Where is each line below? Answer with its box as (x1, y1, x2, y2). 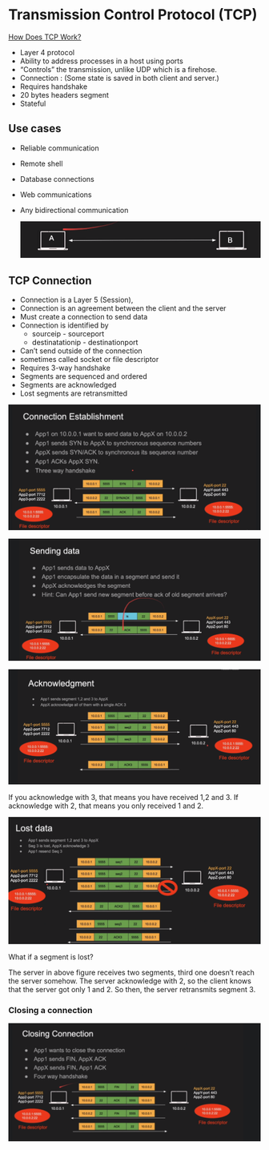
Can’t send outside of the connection (19, 346, 143, 356)
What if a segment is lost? (8, 952, 94, 962)
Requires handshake (19, 82, 88, 91)
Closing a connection (8, 1004, 93, 1015)
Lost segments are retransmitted (19, 388, 128, 398)
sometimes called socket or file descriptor (19, 355, 159, 364)
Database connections (19, 174, 94, 183)
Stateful (19, 99, 46, 108)
